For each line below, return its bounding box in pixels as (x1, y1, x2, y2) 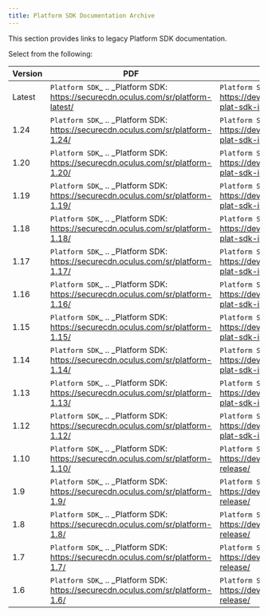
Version (12, 68, 43, 79)
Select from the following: (8, 49, 93, 58)
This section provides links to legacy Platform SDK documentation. (8, 33, 227, 43)
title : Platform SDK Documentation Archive (8, 11, 156, 20)
